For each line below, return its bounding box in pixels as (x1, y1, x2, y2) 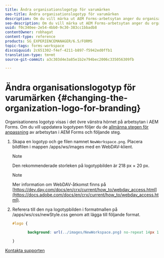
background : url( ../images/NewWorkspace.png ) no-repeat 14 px (27, 230, 155, 235)
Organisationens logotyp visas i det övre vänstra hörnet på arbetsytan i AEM (5, 119, 159, 125)
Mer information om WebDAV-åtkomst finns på (12, 182, 106, 187)
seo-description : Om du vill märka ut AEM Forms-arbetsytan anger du (5, 20, 150, 26)
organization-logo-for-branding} (5, 103, 141, 114)
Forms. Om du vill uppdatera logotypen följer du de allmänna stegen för (5, 124, 149, 130)
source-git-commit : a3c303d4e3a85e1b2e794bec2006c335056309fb (5, 57, 134, 62)
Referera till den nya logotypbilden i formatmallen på (12, 206, 118, 212)
